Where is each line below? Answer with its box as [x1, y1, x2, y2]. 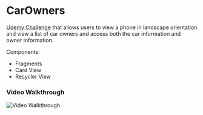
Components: [6, 48, 41, 55]
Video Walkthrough [6, 88, 65, 96]
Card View [15, 66, 41, 73]
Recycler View [15, 73, 52, 80]
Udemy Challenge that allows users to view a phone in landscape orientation [6, 24, 198, 31]
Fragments [15, 60, 42, 67]
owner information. [6, 36, 54, 44]
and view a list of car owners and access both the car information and [6, 30, 181, 37]
